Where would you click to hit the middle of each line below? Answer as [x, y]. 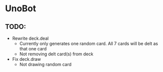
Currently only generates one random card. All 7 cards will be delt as [89, 44]
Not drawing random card [46, 64]
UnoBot [21, 9]
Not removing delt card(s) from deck [56, 54]
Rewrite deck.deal [30, 38]
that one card [33, 49]
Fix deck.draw [26, 59]
